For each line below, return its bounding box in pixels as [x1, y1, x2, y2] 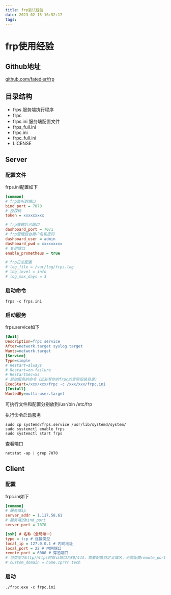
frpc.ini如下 [5, 493, 30, 499]
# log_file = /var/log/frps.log [5, 264, 74, 270]
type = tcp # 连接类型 [5, 536, 50, 542]
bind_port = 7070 [5, 203, 42, 209]
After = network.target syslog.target [5, 344, 83, 349]
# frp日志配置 [5, 260, 32, 265]
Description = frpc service [5, 339, 60, 344]
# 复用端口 [5, 246, 25, 251]
